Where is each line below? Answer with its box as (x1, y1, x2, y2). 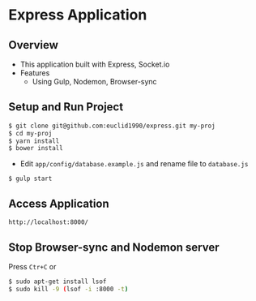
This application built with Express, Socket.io (19, 59, 170, 69)
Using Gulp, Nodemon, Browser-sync (32, 77, 157, 86)
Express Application (8, 6, 147, 24)
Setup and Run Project (8, 100, 124, 114)
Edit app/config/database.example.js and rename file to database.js (19, 159, 249, 169)
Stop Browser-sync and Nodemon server (8, 240, 220, 254)
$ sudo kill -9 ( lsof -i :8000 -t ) (8, 285, 129, 293)
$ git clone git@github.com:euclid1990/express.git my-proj (8, 122, 216, 130)
